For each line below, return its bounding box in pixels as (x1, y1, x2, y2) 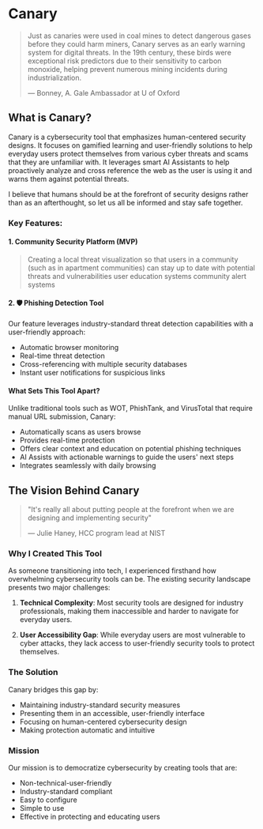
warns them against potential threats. (8, 174, 130, 183)
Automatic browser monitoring (19, 343, 119, 352)
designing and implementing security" (27, 513, 152, 522)
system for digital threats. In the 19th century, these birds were (27, 47, 231, 57)
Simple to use (19, 803, 65, 812)
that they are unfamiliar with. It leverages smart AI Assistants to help (8, 157, 230, 167)
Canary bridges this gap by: (8, 684, 99, 694)
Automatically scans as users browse (19, 428, 141, 437)
